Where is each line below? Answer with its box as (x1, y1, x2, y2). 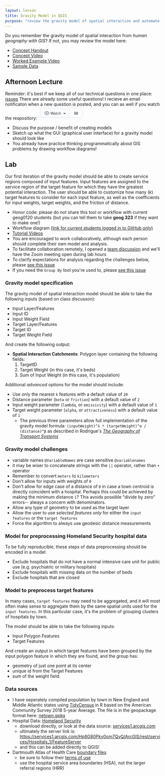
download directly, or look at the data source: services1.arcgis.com (19, 723, 156, 729)
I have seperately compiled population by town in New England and (12, 697, 149, 703)
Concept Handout (12, 48, 49, 53)
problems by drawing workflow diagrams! (12, 146, 97, 152)
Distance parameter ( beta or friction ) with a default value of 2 (12, 397, 140, 403)
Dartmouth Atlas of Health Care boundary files (12, 749, 107, 755)
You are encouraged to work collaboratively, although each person (12, 236, 148, 241)
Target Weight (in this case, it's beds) (19, 367, 96, 373)
